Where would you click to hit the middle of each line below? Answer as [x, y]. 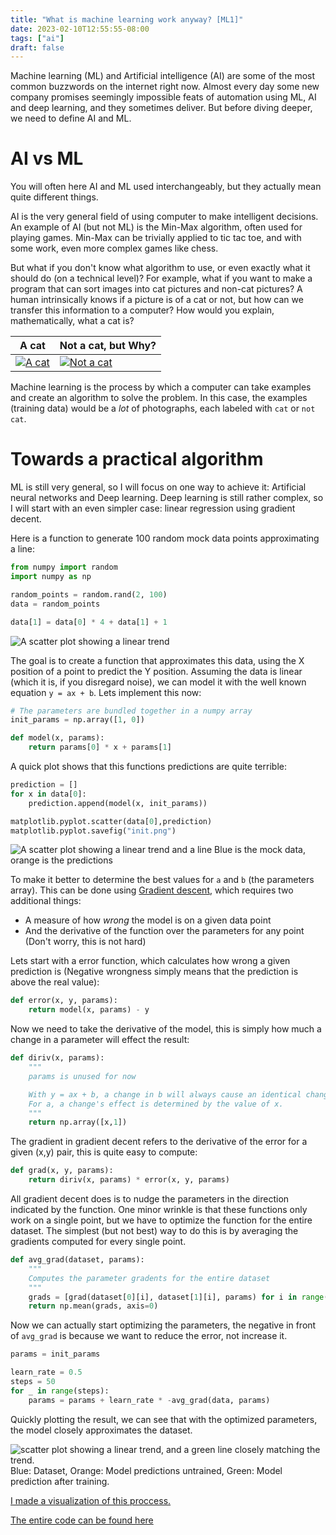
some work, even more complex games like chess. [114, 248]
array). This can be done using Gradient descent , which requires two [152, 890]
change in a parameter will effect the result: [100, 1040]
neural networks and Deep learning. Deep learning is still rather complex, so [167, 498]
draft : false [37, 47]
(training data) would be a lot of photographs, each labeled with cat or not [163, 408]
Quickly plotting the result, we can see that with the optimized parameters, [164, 1419]
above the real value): [55, 982]
